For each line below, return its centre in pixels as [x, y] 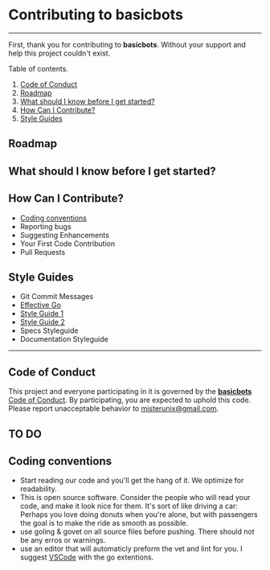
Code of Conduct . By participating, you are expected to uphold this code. [130, 400]
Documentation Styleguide [64, 339]
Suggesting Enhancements [65, 235]
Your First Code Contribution [67, 244]
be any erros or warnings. [63, 540]
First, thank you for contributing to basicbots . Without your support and [127, 44]
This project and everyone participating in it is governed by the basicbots [130, 392]
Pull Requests [43, 252]
